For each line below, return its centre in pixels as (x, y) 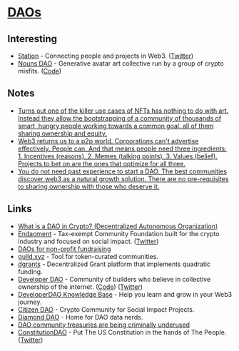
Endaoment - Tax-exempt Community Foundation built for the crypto (118, 233)
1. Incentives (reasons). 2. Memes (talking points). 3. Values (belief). (117, 156)
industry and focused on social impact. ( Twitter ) (88, 241)
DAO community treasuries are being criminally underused (104, 325)
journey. (30, 302)
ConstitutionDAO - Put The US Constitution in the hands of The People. (122, 332)
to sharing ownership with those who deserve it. (88, 186)
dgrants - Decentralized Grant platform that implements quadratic (114, 264)
